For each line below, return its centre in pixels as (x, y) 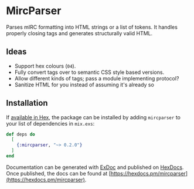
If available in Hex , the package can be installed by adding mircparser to (93, 117)
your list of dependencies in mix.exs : (50, 123)
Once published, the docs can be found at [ (59, 173)
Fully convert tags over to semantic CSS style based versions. (89, 72)
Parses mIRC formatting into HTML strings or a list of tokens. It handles (92, 27)
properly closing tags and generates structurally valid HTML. (79, 33)
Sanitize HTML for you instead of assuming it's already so (84, 85)
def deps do (21, 134)
